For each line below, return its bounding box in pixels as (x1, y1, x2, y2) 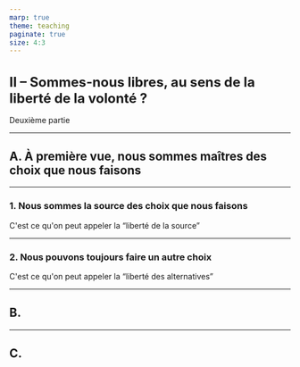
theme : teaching (9, 21, 70, 30)
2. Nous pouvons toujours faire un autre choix (9, 251, 212, 263)
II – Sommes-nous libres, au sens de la (9, 73, 255, 90)
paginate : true (9, 29, 66, 38)
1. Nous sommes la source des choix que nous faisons (9, 200, 248, 213)
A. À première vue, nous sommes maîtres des (9, 148, 268, 163)
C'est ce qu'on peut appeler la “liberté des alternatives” (9, 271, 214, 281)
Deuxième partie (9, 114, 71, 125)
